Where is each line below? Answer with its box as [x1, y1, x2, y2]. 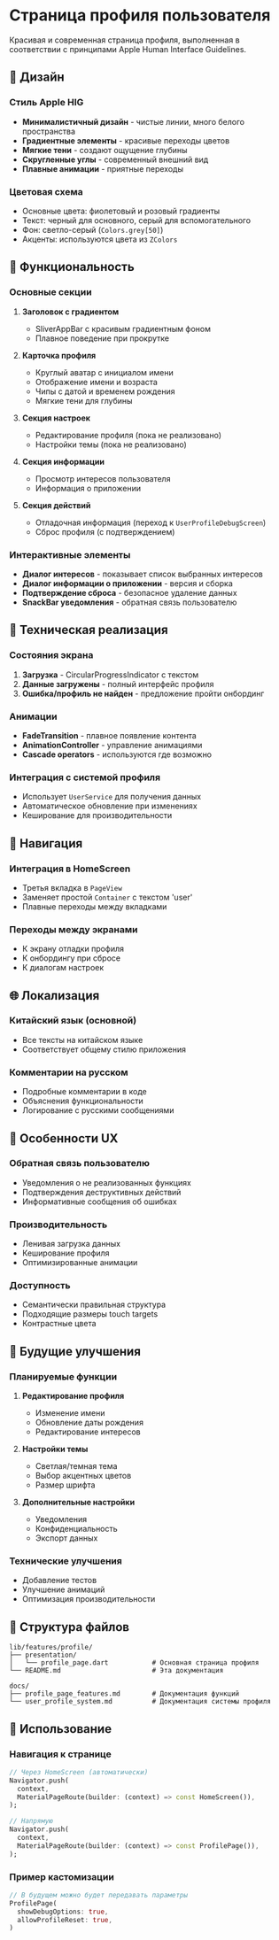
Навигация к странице [9, 1748, 112, 1760]
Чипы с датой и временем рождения [35, 386, 175, 397]
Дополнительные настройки [21, 1497, 136, 1508]
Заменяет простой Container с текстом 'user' [21, 892, 193, 902]
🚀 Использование [9, 1721, 112, 1736]
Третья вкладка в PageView [21, 882, 122, 893]
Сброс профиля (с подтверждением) [35, 526, 175, 537]
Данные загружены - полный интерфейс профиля [21, 678, 214, 689]
